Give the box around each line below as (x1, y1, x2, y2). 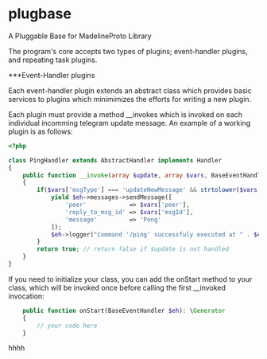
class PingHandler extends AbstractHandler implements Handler (8, 156, 222, 164)
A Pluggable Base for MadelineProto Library (8, 31, 153, 41)
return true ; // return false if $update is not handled (37, 245, 229, 253)
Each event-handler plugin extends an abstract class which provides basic (8, 85, 252, 96)
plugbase (8, 5, 72, 23)
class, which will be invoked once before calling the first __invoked (8, 283, 226, 292)
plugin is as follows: (8, 127, 73, 136)
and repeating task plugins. (8, 55, 98, 64)
